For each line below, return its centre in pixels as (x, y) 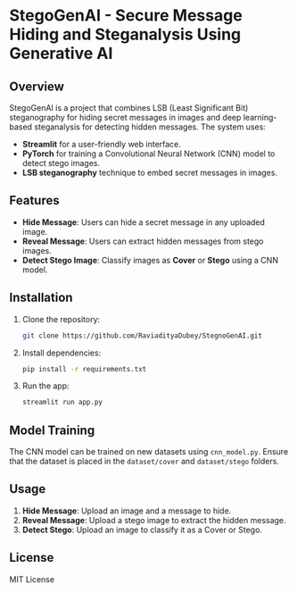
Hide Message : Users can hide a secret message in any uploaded (144, 222)
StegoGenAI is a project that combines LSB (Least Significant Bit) (129, 108)
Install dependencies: (62, 353)
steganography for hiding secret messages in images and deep (125, 117)
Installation (41, 298)
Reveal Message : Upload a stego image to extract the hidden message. (154, 520)
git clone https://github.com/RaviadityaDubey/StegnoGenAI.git (142, 336)
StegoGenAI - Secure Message (126, 16)
